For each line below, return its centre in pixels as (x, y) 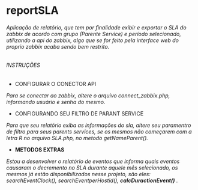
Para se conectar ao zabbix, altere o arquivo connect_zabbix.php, (88, 96)
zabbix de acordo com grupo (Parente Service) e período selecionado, (94, 34)
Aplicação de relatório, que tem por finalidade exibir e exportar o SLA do (97, 27)
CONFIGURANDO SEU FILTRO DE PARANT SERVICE (79, 114)
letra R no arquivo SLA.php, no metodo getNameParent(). (77, 138)
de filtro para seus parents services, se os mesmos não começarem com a (99, 132)
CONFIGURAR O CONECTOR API (55, 84)
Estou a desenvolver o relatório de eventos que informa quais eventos (93, 161)
